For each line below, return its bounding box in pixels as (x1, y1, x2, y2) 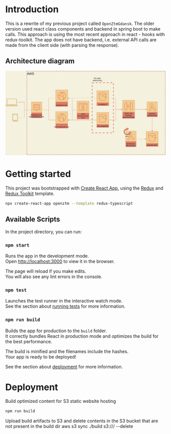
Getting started (5, 168, 71, 180)
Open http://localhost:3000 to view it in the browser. (5, 258, 115, 264)
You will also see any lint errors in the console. (5, 274, 103, 280)
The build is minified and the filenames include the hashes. (5, 348, 129, 355)
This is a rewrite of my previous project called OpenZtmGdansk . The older (5, 20, 155, 26)
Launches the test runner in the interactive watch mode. (5, 298, 123, 304)
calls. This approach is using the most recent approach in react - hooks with (5, 31, 165, 37)
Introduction (5, 4, 59, 15)
